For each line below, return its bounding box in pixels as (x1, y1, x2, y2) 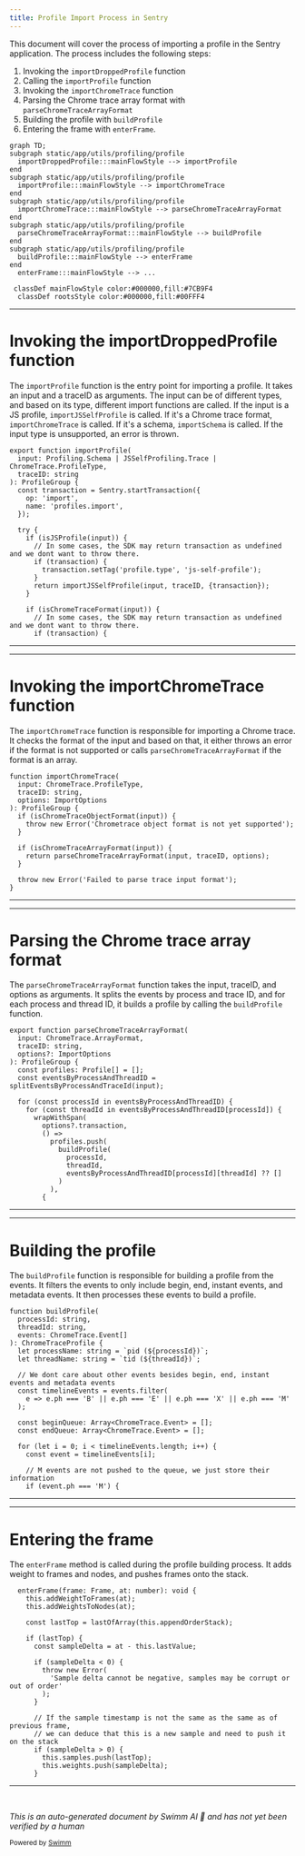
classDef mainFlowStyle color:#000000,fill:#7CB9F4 (13, 283, 213, 293)
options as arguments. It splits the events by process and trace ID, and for (9, 989, 286, 1000)
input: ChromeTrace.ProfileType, (17, 779, 144, 789)
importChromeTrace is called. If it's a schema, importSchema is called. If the (9, 419, 283, 430)
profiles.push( (49, 1137, 107, 1146)
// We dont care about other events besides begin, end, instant (17, 1371, 271, 1380)
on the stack (9, 1737, 59, 1747)
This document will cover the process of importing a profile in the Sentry (9, 38, 281, 49)
